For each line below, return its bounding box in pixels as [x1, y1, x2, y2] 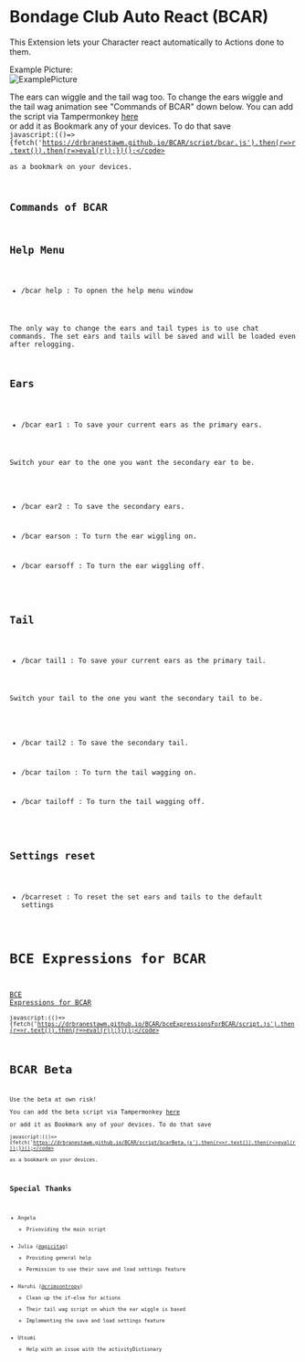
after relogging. [9, 340, 76, 349]
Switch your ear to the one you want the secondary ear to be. [9, 458, 256, 467]
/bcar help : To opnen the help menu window [21, 286, 194, 296]
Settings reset [9, 850, 96, 862]
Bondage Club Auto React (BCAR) [9, 6, 269, 27]
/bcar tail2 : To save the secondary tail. [21, 738, 189, 747]
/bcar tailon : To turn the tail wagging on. [21, 767, 198, 777]
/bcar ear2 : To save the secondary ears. [21, 502, 185, 512]
